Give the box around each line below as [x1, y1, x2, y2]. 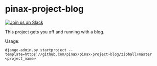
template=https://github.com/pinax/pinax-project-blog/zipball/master [5, 52, 152, 57]
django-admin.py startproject [5, 48, 67, 52]
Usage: [5, 38, 20, 44]
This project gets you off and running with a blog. [5, 29, 105, 34]
